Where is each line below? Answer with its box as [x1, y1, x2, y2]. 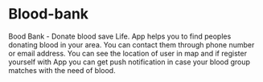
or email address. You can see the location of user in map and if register [8, 48, 248, 58]
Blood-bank [8, 5, 89, 23]
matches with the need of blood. [8, 65, 116, 75]
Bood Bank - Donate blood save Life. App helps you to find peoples [8, 31, 232, 41]
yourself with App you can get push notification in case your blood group [8, 57, 251, 67]
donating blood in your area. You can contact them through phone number [8, 39, 255, 49]
